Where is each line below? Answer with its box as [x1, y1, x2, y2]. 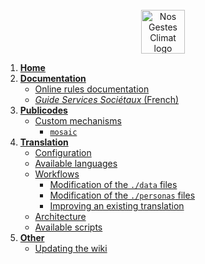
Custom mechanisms [34, 115, 122, 127]
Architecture [34, 211, 87, 222]
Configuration [34, 147, 92, 158]
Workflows [34, 168, 80, 180]
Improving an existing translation [49, 200, 185, 212]
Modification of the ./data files [49, 179, 178, 190]
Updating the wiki [34, 243, 108, 254]
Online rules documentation [34, 83, 150, 95]
